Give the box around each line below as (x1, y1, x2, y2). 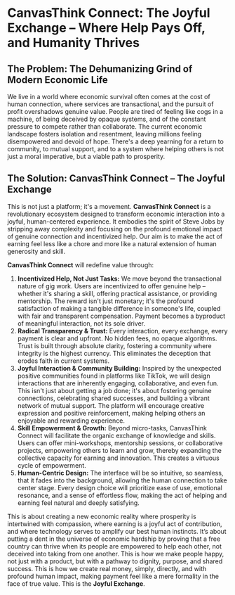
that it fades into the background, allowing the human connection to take (17, 476, 228, 485)
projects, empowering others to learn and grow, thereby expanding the (17, 446, 222, 454)
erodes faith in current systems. (17, 357, 110, 365)
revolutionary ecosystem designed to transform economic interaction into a (7, 210, 225, 218)
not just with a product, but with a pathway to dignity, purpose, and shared (7, 557, 223, 565)
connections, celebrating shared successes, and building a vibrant (17, 394, 210, 402)
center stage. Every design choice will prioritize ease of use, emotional (17, 483, 222, 492)
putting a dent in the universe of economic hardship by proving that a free (7, 535, 221, 543)
